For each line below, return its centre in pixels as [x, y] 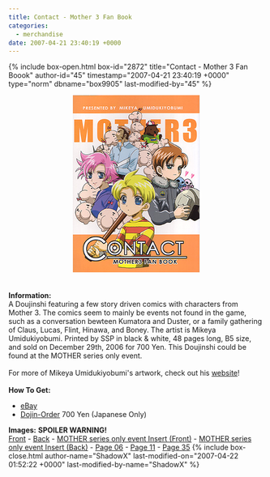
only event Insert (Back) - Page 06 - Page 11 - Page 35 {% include [118, 447]
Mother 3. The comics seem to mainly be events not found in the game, [128, 313]
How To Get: [30, 390]
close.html [26, 456]
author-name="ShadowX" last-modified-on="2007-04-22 [141, 456]
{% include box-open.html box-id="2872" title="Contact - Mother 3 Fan [129, 67]
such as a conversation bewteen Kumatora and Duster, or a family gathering [135, 322]
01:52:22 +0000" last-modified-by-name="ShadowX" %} [104, 465]
